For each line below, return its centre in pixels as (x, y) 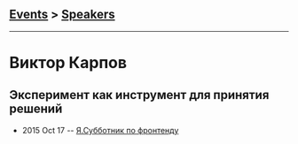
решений (36, 109)
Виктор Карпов (68, 63)
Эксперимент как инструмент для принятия (139, 95)
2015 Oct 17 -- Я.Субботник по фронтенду (100, 130)
